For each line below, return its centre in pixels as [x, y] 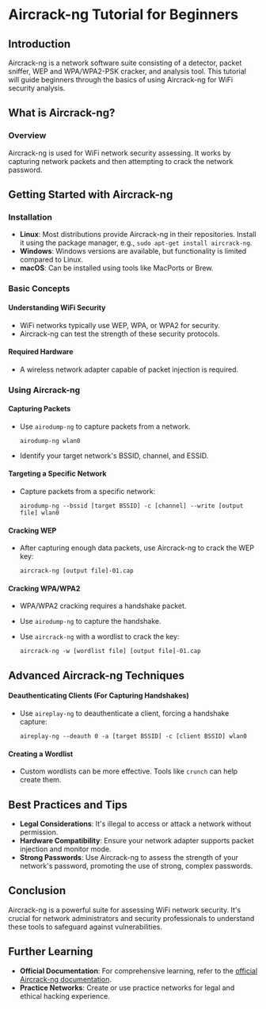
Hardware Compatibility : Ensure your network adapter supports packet [137, 841]
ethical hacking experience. [65, 996]
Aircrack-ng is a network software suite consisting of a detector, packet [125, 63]
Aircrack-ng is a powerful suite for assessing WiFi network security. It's [125, 910]
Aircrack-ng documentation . [66, 979]
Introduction [40, 44]
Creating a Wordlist [41, 754]
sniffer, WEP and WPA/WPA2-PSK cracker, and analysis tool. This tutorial [127, 71]
